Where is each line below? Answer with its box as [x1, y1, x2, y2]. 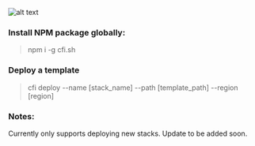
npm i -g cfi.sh [27, 45, 76, 54]
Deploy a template [8, 65, 80, 76]
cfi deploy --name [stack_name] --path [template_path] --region [27, 83, 238, 92]
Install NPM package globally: [8, 27, 126, 38]
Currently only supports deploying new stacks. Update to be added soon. [8, 129, 248, 138]
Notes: [8, 110, 35, 122]
